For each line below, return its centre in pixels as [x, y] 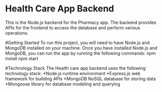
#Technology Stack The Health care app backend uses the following [76, 68]
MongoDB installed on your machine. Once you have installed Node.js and [81, 48]
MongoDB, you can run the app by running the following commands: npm [81, 53]
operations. [17, 33]
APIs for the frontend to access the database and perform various [73, 27]
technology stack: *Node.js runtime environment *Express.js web [73, 73]
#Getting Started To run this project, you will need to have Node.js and [78, 42]
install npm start [22, 58]
